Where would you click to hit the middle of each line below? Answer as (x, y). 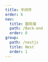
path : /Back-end (26, 28)
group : (12, 38)
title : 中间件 (19, 10)
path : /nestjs (24, 42)
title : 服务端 (23, 24)
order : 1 (19, 51)
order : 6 (14, 14)
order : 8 (19, 33)
